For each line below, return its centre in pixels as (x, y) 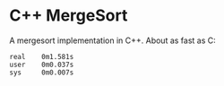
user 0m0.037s (42, 64)
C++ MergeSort (69, 16)
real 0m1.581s (42, 56)
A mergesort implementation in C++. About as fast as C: (113, 40)
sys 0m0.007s (42, 73)
